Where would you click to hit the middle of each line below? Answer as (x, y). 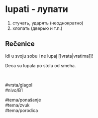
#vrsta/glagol (19, 85)
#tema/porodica (22, 110)
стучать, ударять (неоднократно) (48, 23)
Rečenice (20, 44)
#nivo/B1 (14, 90)
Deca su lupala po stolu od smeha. (41, 65)
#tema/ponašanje (23, 100)
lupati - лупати (37, 9)
